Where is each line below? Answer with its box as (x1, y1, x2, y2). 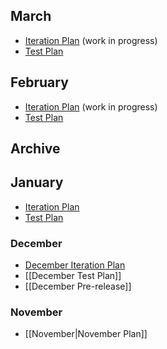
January (10, 174, 64, 191)
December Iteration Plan (24, 259, 126, 271)
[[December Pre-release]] (24, 280, 132, 293)
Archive (10, 140, 61, 158)
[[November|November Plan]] (24, 328, 148, 340)
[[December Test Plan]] (24, 270, 122, 282)
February (10, 74, 69, 91)
